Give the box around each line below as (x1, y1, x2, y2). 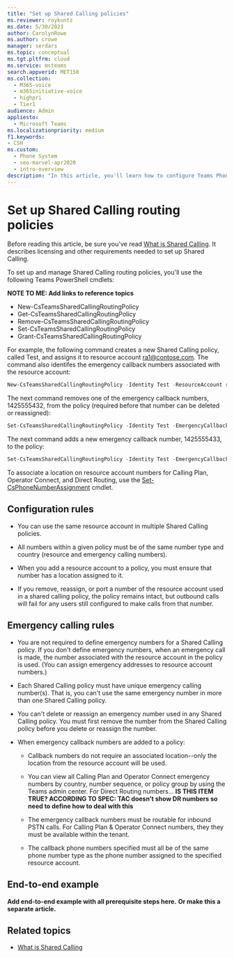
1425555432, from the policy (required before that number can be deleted (7, 401, 220, 410)
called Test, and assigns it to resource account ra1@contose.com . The (7, 353, 209, 362)
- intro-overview (13, 165, 64, 173)
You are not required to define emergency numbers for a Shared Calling (17, 638, 224, 647)
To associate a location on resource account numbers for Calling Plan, (7, 468, 209, 477)
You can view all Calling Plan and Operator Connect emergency (27, 772, 210, 780)
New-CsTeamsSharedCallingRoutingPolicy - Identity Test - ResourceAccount (7, 381, 223, 389)
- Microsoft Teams (13, 120, 68, 128)
